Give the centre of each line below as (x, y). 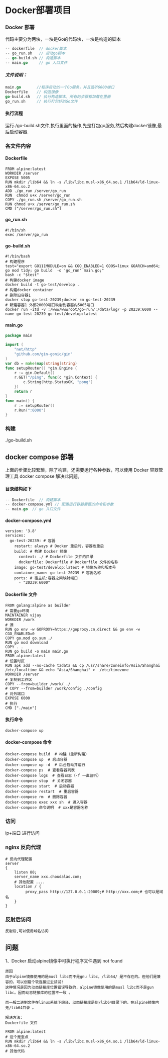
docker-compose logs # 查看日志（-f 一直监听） (53, 776)
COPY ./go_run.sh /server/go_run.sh (43, 200)
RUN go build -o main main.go (37, 651)
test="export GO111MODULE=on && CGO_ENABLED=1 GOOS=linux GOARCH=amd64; (83, 266)
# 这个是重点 (17, 1037)
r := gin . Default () (35, 373)
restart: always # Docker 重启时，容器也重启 (59, 546)
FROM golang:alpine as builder (38, 605)
